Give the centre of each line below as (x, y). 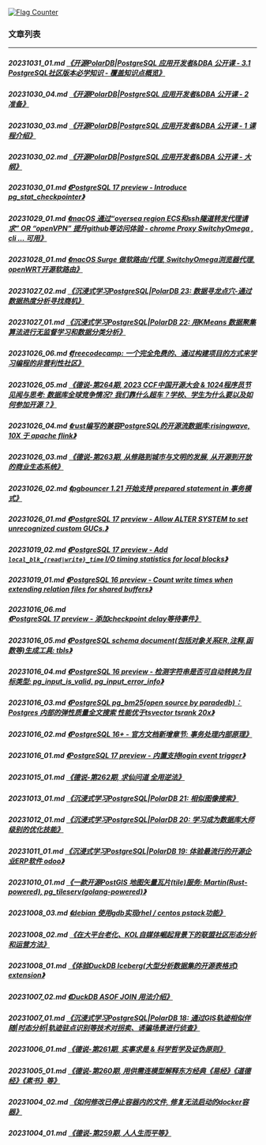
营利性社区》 (63, 363)
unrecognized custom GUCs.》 (58, 528)
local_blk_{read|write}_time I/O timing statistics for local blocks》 (118, 559)
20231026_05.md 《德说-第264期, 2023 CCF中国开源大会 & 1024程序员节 (130, 385)
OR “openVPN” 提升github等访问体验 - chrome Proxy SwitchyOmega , (137, 228)
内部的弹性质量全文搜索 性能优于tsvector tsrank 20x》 (127, 713)
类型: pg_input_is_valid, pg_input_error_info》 (89, 681)
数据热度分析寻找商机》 (46, 301)
